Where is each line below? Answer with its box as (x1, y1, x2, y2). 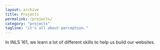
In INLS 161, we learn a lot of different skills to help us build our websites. (5, 39, 155, 45)
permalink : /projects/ (5, 16, 52, 21)
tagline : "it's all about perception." (5, 26, 88, 31)
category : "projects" (5, 21, 50, 26)
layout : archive (5, 7, 39, 12)
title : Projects (5, 12, 39, 17)
